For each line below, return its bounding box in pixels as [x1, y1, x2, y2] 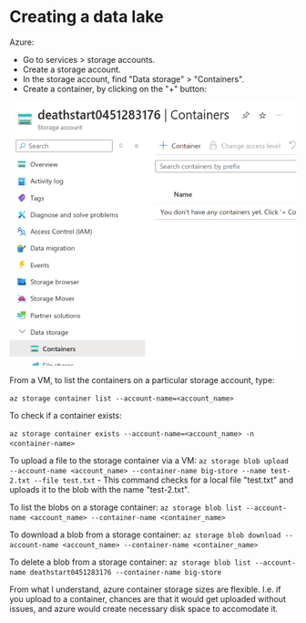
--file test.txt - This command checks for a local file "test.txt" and [33, 474, 294, 485]
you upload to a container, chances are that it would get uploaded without [9, 594, 287, 605]
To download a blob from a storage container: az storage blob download [9, 529, 281, 540]
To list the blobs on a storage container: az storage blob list [9, 502, 243, 513]
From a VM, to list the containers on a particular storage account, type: [9, 375, 275, 386]
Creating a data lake [9, 6, 164, 27]
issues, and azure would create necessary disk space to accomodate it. [9, 604, 279, 615]
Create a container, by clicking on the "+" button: [22, 83, 208, 94]
